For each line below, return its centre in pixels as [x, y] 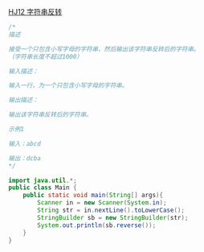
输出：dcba [25, 158]
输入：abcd [25, 143]
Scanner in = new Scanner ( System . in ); [102, 203]
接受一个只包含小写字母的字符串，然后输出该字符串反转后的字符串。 [104, 49]
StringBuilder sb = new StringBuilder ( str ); [113, 217]
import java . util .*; [43, 180]
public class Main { [43, 188]
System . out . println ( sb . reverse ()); [97, 225]
